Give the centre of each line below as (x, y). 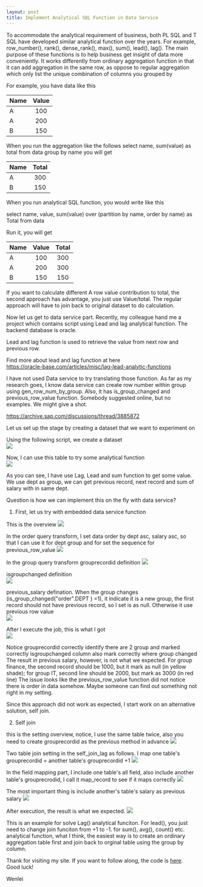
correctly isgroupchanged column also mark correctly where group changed (102, 653)
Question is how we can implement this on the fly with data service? (91, 500)
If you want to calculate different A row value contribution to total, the (93, 292)
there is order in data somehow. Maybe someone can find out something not (101, 686)
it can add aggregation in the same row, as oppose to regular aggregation (98, 67)
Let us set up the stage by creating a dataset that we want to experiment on (101, 428)
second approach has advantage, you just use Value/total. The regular (94, 299)
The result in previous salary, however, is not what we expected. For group (99, 660)
